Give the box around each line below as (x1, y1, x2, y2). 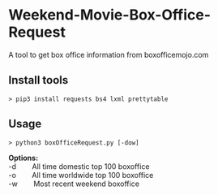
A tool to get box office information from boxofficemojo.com (8, 50, 209, 59)
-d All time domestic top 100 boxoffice (8, 161, 150, 171)
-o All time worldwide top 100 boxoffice (8, 170, 154, 180)
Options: (8, 153, 39, 162)
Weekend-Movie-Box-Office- (8, 6, 212, 24)
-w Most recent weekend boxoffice (8, 179, 140, 188)
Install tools (8, 73, 69, 87)
